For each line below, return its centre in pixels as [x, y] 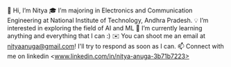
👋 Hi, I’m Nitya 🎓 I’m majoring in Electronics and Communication [100, 10]
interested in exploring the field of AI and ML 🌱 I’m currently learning [105, 28]
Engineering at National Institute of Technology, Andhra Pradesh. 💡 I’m [108, 20]
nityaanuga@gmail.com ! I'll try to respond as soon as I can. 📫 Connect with [115, 46]
